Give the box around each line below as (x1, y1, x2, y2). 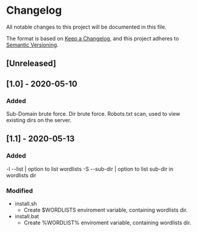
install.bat (14, 213, 39, 219)
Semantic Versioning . (6, 41, 59, 48)
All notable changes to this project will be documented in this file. (6, 23, 167, 30)
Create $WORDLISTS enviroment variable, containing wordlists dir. (23, 206, 188, 214)
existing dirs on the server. (6, 117, 72, 124)
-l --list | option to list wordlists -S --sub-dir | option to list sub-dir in (6, 165, 174, 172)
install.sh (14, 200, 37, 207)
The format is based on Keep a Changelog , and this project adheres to (6, 35, 179, 42)
